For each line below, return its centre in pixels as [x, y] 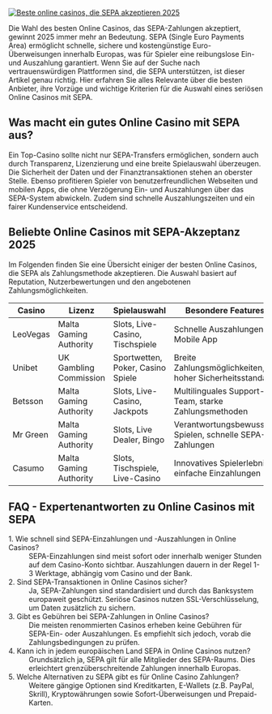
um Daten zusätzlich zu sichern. [82, 608]
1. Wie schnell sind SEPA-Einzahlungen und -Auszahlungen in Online [123, 539]
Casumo [28, 468]
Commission [81, 377]
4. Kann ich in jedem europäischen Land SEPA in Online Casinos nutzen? [130, 651]
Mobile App [195, 339]
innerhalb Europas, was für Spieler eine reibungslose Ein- [159, 54]
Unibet [25, 368]
